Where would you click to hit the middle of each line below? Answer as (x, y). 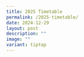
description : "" (26, 34)
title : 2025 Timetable (34, 12)
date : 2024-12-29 (28, 23)
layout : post (22, 28)
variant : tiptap (26, 45)
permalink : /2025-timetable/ (42, 17)
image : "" (18, 39)
